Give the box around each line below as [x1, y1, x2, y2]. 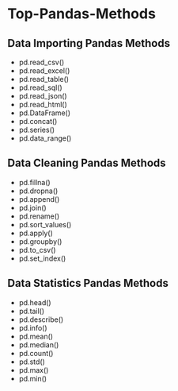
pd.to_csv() [18, 245, 56, 254]
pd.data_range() [18, 134, 72, 143]
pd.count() [18, 348, 54, 358]
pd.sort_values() [18, 219, 72, 229]
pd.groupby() [18, 236, 62, 246]
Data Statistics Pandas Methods [7, 277, 169, 290]
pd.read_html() [18, 100, 68, 109]
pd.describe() [18, 315, 64, 324]
